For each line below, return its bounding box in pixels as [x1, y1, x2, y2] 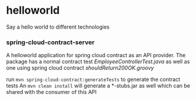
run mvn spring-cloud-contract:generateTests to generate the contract [6, 76, 181, 83]
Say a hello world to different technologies [6, 23, 110, 30]
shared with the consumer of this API [6, 89, 97, 96]
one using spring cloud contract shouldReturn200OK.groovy [6, 64, 154, 71]
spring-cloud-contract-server [6, 38, 95, 46]
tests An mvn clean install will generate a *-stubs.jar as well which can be [6, 82, 191, 89]
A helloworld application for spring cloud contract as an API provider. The [6, 52, 186, 59]
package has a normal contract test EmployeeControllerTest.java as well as [6, 58, 190, 65]
